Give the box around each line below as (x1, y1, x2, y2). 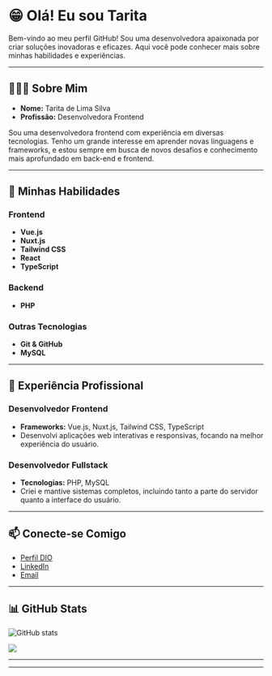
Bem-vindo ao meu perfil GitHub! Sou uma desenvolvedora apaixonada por (8, 33, 259, 43)
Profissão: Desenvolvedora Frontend (19, 112, 144, 122)
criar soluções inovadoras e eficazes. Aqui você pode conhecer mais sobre (8, 41, 261, 51)
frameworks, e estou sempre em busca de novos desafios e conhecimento (8, 144, 258, 154)
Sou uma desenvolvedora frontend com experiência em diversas (8, 127, 224, 137)
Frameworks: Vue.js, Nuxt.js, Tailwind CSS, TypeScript (19, 421, 205, 432)
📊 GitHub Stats (8, 602, 87, 616)
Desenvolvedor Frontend (8, 403, 108, 415)
